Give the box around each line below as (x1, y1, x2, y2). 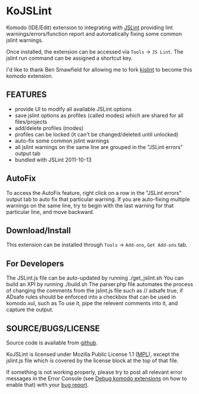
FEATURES (6, 89, 47, 100)
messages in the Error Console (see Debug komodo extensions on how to (6, 375, 187, 382)
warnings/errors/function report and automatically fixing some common (6, 30, 182, 37)
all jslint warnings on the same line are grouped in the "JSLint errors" (14, 143, 184, 150)
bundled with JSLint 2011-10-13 (14, 156, 92, 163)
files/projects (14, 118, 48, 125)
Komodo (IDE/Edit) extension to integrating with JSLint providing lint (6, 24, 173, 31)
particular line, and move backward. (6, 208, 94, 215)
